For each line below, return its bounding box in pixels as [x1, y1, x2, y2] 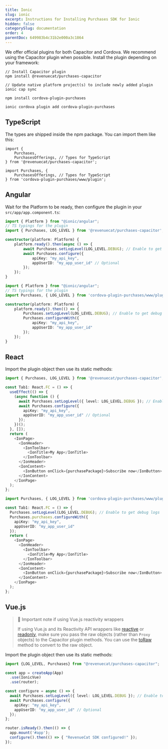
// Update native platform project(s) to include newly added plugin [5, 82, 153, 88]
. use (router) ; [9, 679, 39, 685]
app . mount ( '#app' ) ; [9, 730, 50, 735]
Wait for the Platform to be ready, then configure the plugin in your [5, 204, 142, 210]
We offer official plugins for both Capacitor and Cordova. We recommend [5, 49, 156, 55]
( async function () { [14, 394, 59, 399]
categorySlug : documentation [5, 26, 66, 31]
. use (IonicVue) [9, 675, 41, 680]
